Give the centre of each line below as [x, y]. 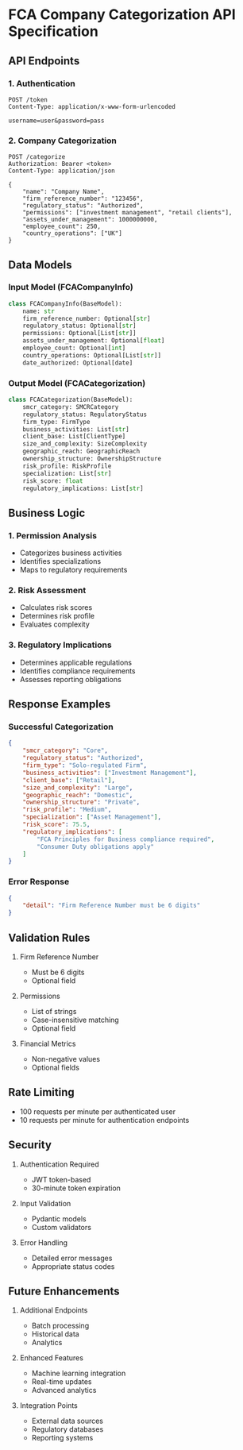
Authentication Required [59, 1164]
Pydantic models [59, 1219]
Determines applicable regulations [76, 662]
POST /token [28, 100]
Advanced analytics [64, 1390]
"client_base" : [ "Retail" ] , [69, 780]
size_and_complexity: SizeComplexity [85, 444]
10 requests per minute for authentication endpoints [104, 1120]
